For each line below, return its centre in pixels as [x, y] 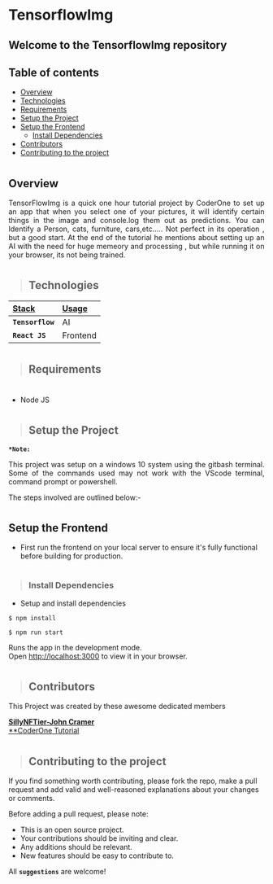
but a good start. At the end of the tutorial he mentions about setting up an [136, 237]
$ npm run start [36, 632]
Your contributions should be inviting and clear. [99, 838]
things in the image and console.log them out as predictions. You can [136, 220]
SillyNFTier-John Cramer [52, 722]
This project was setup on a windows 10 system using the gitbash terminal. [136, 464]
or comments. [32, 798]
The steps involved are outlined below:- [75, 497]
